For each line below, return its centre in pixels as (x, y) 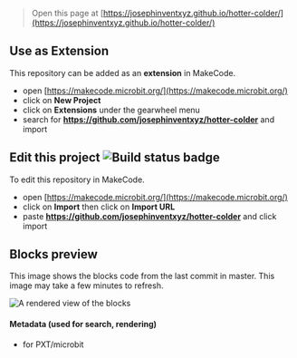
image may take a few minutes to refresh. (86, 285)
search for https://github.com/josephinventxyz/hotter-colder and (148, 119)
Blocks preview (53, 254)
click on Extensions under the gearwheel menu (111, 110)
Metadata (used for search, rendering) (83, 324)
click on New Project (62, 100)
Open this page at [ (67, 13)
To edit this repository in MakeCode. (77, 179)
